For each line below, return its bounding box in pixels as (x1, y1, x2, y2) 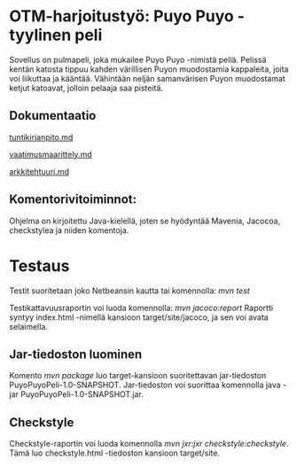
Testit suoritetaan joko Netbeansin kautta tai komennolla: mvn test (9, 285, 250, 296)
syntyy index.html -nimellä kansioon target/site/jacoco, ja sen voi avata (9, 312, 269, 323)
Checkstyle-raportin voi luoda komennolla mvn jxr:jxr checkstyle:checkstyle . (9, 439, 289, 449)
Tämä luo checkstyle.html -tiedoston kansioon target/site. (9, 448, 220, 458)
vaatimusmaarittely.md (9, 149, 92, 160)
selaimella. (9, 321, 49, 331)
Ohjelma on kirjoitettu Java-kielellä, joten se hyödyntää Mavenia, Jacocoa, (9, 215, 281, 226)
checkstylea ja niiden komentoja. (9, 224, 129, 236)
